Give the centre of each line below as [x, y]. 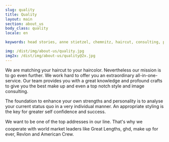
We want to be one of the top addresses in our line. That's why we [74, 121]
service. [14, 80]
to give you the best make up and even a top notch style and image [75, 86]
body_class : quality [27, 28]
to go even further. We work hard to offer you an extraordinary [70, 75]
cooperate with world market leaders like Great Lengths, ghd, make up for [82, 128]
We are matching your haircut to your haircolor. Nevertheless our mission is [83, 70]
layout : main [19, 19]
